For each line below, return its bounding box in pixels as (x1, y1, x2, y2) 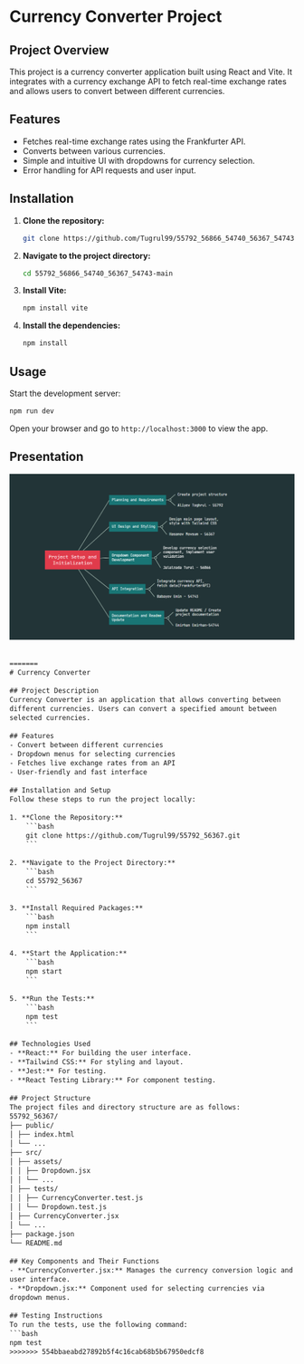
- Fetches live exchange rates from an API (9, 759, 176, 768)
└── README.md (9, 1239, 63, 1248)
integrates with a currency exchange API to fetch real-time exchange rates (9, 76, 287, 87)
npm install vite (22, 303, 89, 313)
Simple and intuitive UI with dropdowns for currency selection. (22, 155, 255, 166)
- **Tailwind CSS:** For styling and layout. (9, 1058, 184, 1067)
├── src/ (9, 1148, 43, 1157)
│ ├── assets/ (9, 1157, 63, 1167)
